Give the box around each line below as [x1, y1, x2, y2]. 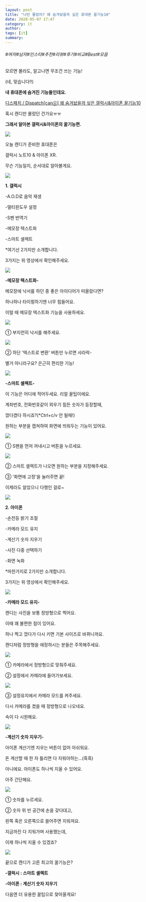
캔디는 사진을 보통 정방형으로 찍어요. [5, 610, 76, 616]
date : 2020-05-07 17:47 [5, 17, 55, 22]
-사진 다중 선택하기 [5, 547, 42, 553]
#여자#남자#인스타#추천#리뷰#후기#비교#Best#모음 [5, 51, 108, 58]
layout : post [5, 7, 32, 13]
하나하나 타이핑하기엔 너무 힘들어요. [5, 299, 75, 305]
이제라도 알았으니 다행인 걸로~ [5, 485, 64, 491]
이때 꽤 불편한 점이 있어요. [5, 621, 56, 627]
